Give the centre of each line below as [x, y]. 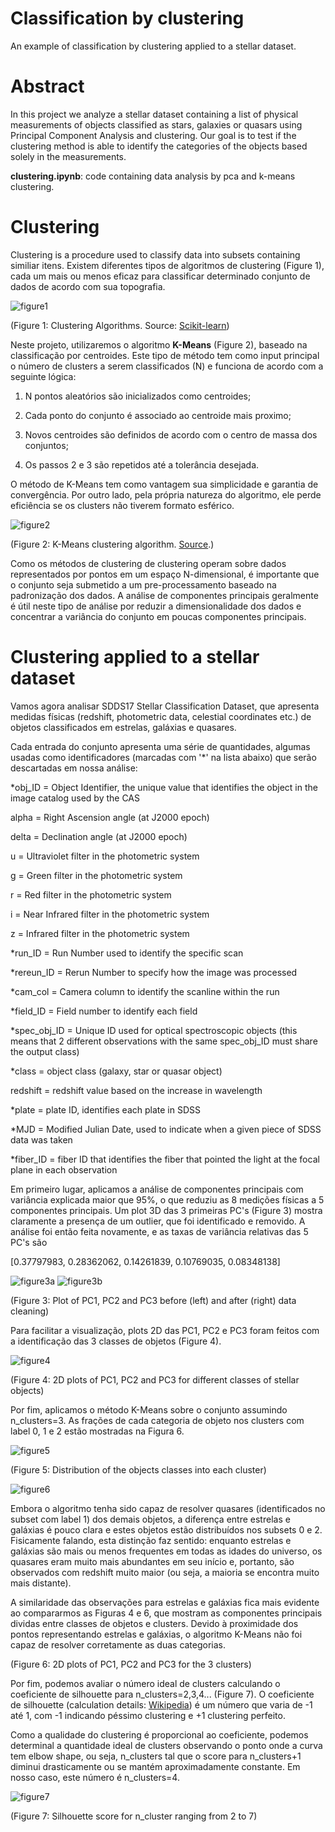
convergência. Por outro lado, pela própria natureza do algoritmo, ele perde [166, 494]
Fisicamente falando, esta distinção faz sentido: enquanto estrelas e [151, 1540]
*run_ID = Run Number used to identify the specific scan [127, 953]
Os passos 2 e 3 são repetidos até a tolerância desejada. [142, 464]
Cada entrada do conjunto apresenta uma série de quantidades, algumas [160, 746]
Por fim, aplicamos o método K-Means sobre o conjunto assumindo [149, 1409]
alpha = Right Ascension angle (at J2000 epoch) [110, 817]
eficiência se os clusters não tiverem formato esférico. [122, 505]
